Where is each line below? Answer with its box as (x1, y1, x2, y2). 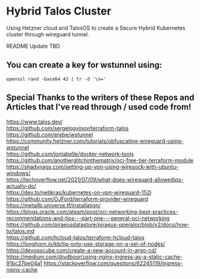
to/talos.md (6, 227, 35, 234)
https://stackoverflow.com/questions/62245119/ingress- (43, 259, 183, 267)
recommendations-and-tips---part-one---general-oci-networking (6, 214, 170, 222)
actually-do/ (6, 182, 37, 189)
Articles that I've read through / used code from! (6, 102, 192, 113)
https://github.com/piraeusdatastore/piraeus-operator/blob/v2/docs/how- (6, 221, 190, 228)
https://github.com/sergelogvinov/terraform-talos (6, 124, 129, 131)
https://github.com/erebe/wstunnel (6, 131, 93, 138)
